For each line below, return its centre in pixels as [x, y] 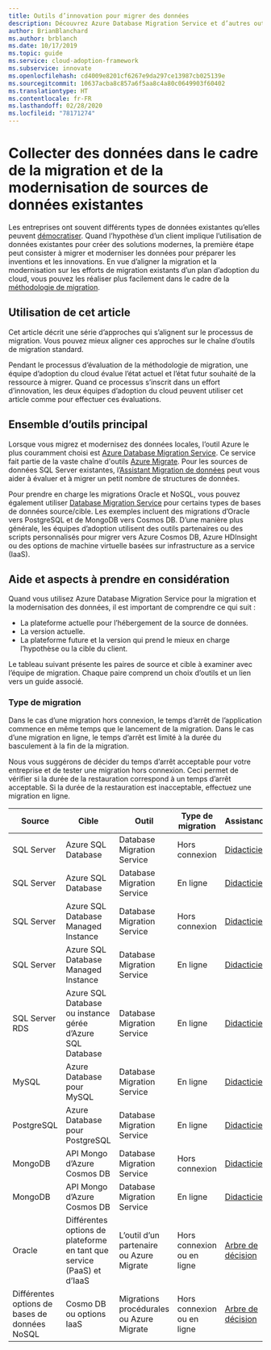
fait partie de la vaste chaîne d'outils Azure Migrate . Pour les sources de [128, 461]
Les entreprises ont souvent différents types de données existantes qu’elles [134, 227]
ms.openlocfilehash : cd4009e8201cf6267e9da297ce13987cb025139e [117, 76]
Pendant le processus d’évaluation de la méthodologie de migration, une [128, 365]
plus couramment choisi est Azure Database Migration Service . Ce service [132, 452]
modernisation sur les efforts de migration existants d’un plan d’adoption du [134, 270]
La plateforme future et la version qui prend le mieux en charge [125, 640]
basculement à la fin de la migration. [69, 746]
